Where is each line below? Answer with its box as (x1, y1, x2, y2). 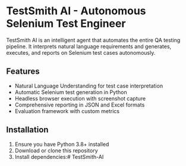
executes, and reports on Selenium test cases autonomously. (6, 49, 156, 56)
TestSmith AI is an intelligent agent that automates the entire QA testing (6, 36, 181, 43)
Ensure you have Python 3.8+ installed (14, 140, 109, 148)
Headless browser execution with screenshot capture (14, 95, 146, 102)
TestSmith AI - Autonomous (6, 4, 147, 18)
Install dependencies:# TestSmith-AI (14, 153, 104, 160)
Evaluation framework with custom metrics (14, 107, 120, 114)
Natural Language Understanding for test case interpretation (14, 82, 163, 89)
